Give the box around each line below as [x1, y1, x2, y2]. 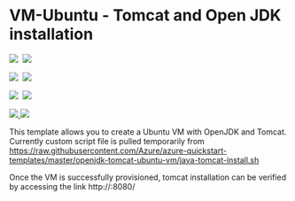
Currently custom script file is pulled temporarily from [9, 135, 206, 146]
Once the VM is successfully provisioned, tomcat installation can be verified [9, 172, 286, 182]
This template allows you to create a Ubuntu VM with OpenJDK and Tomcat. [9, 126, 287, 137]
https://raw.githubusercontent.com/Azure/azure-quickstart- [9, 145, 228, 156]
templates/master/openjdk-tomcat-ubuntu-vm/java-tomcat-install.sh [9, 154, 260, 165]
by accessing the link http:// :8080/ [9, 181, 136, 191]
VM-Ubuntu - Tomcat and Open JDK [9, 5, 282, 26]
